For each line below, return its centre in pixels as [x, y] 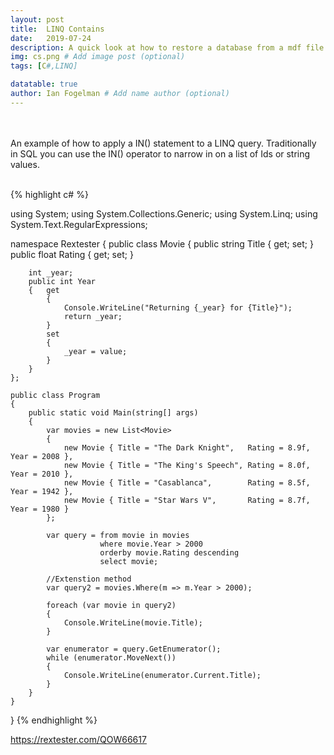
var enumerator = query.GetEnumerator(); [134, 649]
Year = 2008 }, [42, 456]
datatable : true [44, 84]
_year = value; [95, 351]
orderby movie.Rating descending [169, 552]
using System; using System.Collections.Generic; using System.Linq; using [164, 213]
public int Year [62, 281]
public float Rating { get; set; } [72, 254]
